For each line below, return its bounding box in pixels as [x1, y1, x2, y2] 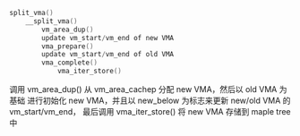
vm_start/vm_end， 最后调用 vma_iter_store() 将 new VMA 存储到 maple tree [9, 106, 291, 116]
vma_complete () [41, 58, 99, 67]
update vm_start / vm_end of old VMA [41, 50, 175, 59]
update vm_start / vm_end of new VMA [41, 33, 175, 42]
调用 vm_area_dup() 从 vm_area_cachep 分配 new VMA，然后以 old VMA [9, 84, 278, 94]
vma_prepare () [41, 41, 94, 51]
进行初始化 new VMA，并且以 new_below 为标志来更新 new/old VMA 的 [26, 95, 291, 106]
